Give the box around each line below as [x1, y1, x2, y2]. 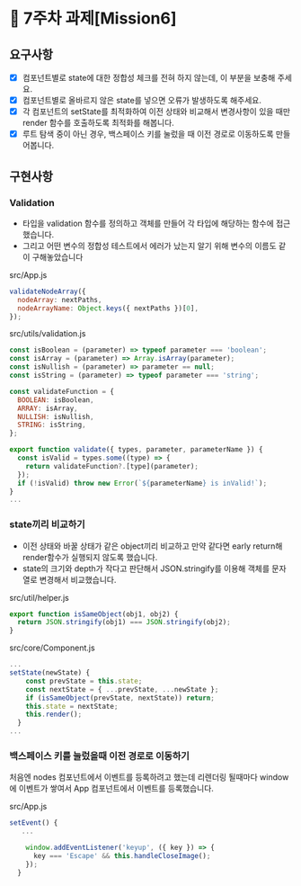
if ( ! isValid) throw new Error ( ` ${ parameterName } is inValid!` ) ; [17, 479, 268, 488]
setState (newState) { [9, 668, 91, 677]
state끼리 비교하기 [9, 518, 85, 531]
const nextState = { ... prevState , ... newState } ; [25, 685, 219, 694]
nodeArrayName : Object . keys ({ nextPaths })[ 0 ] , [17, 303, 199, 313]
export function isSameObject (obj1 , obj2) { [9, 609, 179, 619]
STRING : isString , [17, 420, 87, 430]
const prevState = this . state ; [25, 676, 143, 685]
